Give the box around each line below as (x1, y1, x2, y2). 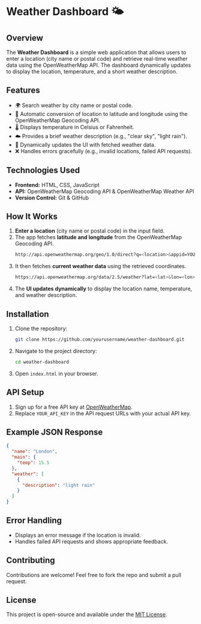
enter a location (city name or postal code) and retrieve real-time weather (6, 55, 188, 62)
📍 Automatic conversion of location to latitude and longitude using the (14, 110, 188, 117)
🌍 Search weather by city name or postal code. (14, 102, 133, 109)
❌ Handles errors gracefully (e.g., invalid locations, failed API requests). (14, 147, 193, 154)
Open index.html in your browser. (14, 370, 99, 377)
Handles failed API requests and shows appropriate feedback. (14, 537, 169, 545)
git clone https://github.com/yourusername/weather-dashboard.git (14, 337, 185, 343)
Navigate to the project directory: (14, 347, 97, 355)
